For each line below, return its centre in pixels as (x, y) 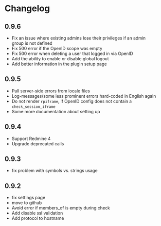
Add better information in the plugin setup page (59, 64)
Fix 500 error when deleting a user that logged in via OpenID (72, 53)
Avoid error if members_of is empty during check (61, 208)
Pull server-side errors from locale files (51, 91)
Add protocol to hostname (38, 218)
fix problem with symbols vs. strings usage (54, 171)
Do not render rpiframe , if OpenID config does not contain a (72, 101)
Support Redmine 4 (31, 139)
